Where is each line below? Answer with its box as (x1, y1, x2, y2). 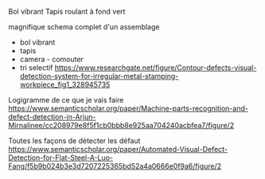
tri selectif (19, 63, 53, 72)
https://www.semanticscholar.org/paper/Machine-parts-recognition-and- (8, 103, 249, 113)
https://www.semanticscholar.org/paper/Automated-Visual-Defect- (8, 145, 228, 154)
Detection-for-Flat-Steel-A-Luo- (8, 153, 114, 162)
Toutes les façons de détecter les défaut (8, 136, 141, 146)
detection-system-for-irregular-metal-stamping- (19, 72, 179, 80)
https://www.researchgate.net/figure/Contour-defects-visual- (54, 63, 257, 72)
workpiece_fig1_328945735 (19, 80, 111, 89)
